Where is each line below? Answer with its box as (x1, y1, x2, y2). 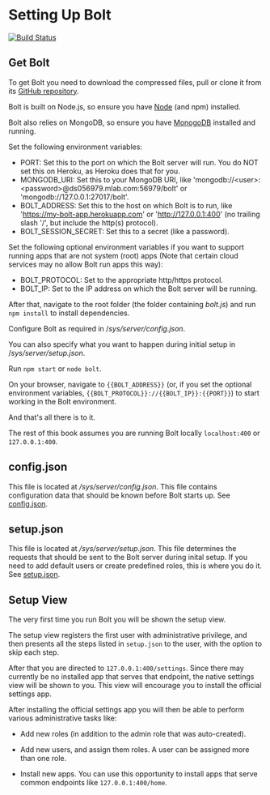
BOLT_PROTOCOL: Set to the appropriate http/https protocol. (19, 275, 224, 284)
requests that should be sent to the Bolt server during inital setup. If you (8, 553, 248, 562)
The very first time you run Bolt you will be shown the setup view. (8, 614, 226, 625)
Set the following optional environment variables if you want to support (8, 241, 245, 252)
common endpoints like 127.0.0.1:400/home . (19, 778, 167, 788)
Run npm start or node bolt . (8, 363, 102, 374)
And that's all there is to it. (8, 412, 95, 422)
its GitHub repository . (8, 86, 79, 96)
